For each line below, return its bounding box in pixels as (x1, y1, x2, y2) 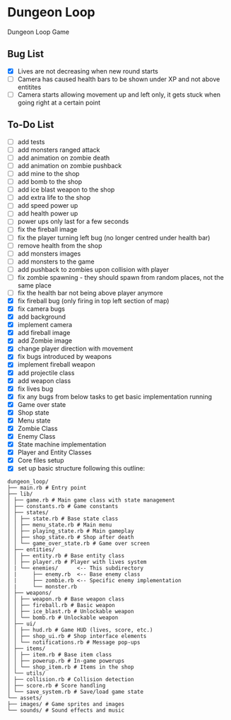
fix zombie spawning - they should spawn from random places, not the (17, 273, 224, 281)
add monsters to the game (17, 257, 95, 266)
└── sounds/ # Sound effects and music (7, 707, 125, 714)
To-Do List (7, 119, 54, 131)
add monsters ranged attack (17, 146, 100, 154)
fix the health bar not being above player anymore (17, 288, 164, 297)
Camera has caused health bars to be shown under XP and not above (17, 75, 220, 83)
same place (17, 281, 52, 290)
